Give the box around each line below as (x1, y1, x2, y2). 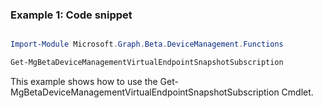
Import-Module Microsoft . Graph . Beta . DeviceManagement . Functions (10, 39, 284, 50)
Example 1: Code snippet (10, 8, 133, 22)
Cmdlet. (281, 86, 314, 98)
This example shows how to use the (10, 76, 158, 88)
